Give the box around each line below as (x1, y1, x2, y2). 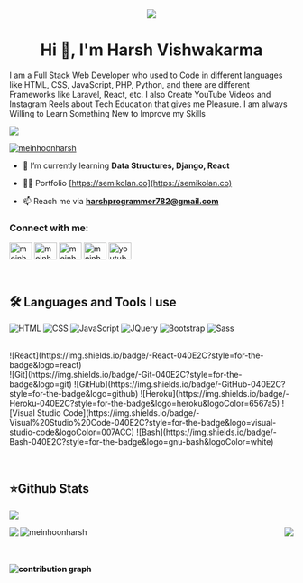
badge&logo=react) (9, 360, 82, 371)
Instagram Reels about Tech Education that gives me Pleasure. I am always (9, 99, 288, 109)
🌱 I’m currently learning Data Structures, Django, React (22, 160, 230, 171)
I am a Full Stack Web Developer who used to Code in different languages (9, 70, 283, 80)
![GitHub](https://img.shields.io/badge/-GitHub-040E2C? (73, 379, 286, 390)
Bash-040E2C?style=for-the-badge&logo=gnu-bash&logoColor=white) (9, 437, 274, 447)
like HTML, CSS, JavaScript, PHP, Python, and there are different (9, 79, 251, 89)
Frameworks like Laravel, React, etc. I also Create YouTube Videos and (9, 89, 271, 99)
